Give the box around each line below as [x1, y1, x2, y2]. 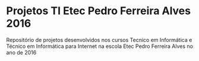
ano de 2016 [6, 49, 37, 56]
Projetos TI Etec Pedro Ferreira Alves [6, 4, 191, 18]
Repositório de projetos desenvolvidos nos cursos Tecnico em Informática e [6, 36, 192, 43]
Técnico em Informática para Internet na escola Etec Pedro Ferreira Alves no [6, 43, 193, 50]
